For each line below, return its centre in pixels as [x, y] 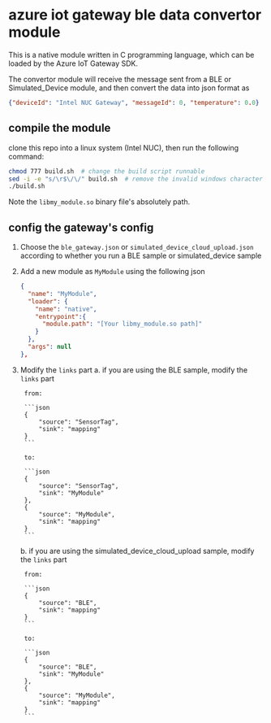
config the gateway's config [81, 227]
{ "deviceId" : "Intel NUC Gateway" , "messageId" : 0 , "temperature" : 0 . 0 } [134, 102]
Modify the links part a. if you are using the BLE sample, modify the [134, 370]
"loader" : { [48, 301]
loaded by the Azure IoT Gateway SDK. [73, 63]
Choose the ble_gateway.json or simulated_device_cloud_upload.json [137, 247]
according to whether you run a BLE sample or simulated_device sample [141, 256]
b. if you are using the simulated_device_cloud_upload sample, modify [137, 551]
